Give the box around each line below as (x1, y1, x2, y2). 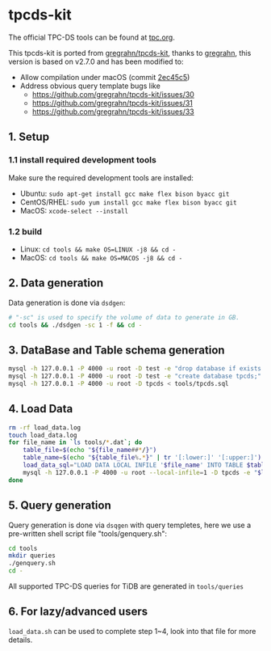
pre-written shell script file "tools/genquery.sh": (8, 528, 168, 539)
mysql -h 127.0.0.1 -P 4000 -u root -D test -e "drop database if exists (8, 365, 262, 373)
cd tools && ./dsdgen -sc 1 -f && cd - (8, 321, 143, 329)
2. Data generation (8, 277, 104, 290)
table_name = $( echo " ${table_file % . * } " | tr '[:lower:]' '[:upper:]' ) (23, 454, 262, 462)
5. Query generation (8, 499, 111, 513)
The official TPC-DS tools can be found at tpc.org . (8, 32, 175, 42)
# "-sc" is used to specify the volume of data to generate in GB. (8, 313, 240, 321)
